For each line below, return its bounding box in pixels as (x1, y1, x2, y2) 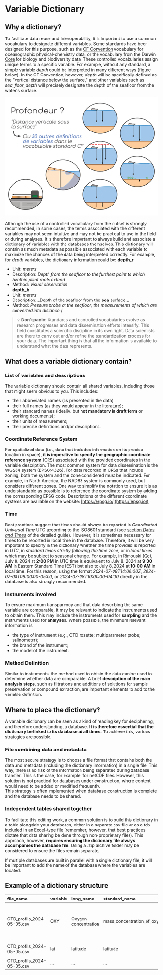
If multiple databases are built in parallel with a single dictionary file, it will (5, 857, 152, 863)
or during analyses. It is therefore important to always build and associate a (5, 236, 156, 242)
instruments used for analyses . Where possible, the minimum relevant (5, 617, 146, 623)
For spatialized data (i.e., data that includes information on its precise (5, 447, 143, 452)
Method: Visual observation (12, 281, 68, 288)
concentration (71, 921, 99, 927)
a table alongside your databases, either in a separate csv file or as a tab (5, 822, 150, 827)
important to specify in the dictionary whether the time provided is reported (5, 542, 156, 548)
